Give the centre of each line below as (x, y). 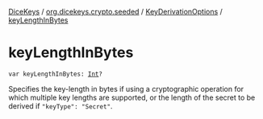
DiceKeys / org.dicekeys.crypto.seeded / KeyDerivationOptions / (116, 12)
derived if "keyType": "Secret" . (61, 106)
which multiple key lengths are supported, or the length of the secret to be (132, 97)
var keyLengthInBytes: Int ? (56, 74)
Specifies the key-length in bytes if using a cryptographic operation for (126, 88)
